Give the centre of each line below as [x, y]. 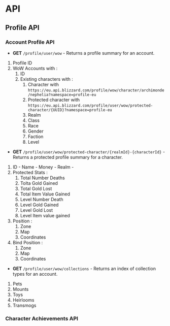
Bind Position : [28, 242]
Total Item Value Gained [45, 194]
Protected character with [54, 100]
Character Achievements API [42, 318]
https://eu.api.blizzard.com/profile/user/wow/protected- [90, 105]
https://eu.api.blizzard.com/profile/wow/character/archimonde [96, 90]
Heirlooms [23, 300]
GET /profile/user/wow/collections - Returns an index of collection [84, 268]
